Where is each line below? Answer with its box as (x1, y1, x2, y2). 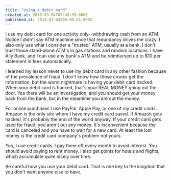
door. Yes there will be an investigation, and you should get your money (5, 90, 156, 96)
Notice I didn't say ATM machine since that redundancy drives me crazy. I (5, 36, 160, 43)
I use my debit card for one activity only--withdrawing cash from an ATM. (5, 31, 160, 37)
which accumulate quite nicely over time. (5, 153, 92, 159)
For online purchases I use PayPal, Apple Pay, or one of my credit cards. (5, 106, 157, 112)
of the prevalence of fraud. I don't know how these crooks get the (5, 74, 144, 80)
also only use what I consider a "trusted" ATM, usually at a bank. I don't (5, 42, 156, 48)
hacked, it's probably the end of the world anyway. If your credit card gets (5, 116, 161, 123)
